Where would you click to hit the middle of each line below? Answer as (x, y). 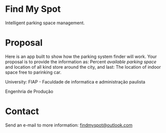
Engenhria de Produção (29, 91)
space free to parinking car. (33, 72)
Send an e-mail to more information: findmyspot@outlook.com (69, 125)
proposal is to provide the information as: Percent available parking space (81, 62)
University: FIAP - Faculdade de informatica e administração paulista (75, 82)
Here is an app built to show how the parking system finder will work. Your (81, 56)
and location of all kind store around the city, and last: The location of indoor (83, 67)
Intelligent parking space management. (45, 23)
